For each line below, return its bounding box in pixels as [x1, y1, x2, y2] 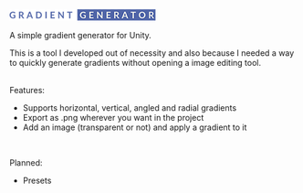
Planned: [9, 157, 43, 168]
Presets [22, 175, 52, 186]
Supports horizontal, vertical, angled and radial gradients [22, 102, 237, 113]
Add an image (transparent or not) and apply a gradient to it [22, 122, 247, 133]
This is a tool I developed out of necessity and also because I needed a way [9, 48, 295, 59]
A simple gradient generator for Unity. [9, 30, 152, 40]
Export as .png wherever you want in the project [22, 113, 204, 123]
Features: [9, 85, 46, 95]
